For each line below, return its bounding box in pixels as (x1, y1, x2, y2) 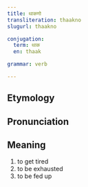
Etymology (7, 92, 55, 104)
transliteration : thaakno (7, 17, 81, 23)
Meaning (7, 139, 46, 151)
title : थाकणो (7, 10, 41, 17)
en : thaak (13, 48, 41, 55)
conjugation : (7, 35, 45, 42)
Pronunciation (7, 115, 69, 128)
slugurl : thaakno (7, 23, 57, 30)
